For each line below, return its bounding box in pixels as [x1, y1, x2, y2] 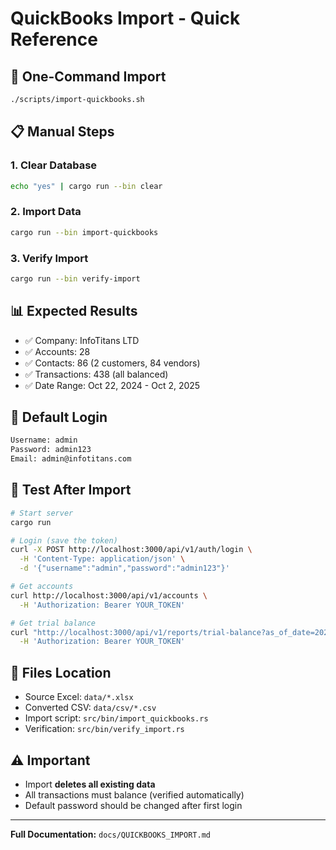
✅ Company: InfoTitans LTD [24, 334, 140, 346]
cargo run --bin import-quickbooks [10, 227, 159, 237]
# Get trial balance [10, 618, 97, 628]
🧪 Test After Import [10, 482, 132, 499]
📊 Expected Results [10, 303, 138, 320]
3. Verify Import [10, 251, 89, 265]
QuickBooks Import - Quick [10, 7, 241, 30]
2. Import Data [10, 205, 82, 219]
